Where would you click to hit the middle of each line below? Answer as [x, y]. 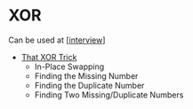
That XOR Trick [49, 57]
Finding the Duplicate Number [89, 85]
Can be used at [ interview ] [57, 40]
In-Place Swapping [69, 66]
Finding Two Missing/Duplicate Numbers [109, 95]
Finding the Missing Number [86, 75]
